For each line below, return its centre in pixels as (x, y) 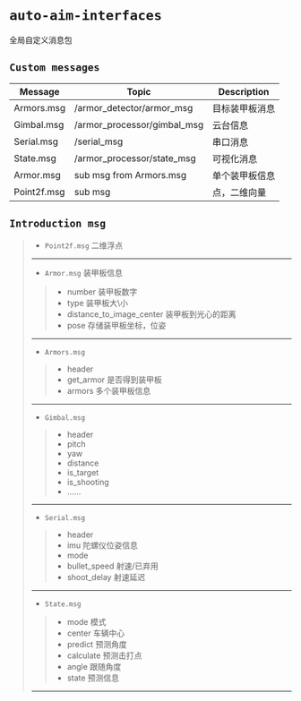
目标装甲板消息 (244, 108)
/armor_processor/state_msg (135, 158)
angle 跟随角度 (94, 666)
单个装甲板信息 (244, 175)
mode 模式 (86, 621)
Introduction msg (57, 224)
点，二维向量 (239, 192)
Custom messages (55, 68)
